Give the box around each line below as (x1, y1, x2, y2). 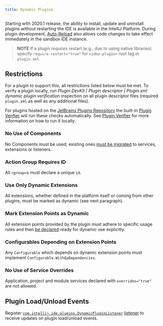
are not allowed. (5, 283, 37, 289)
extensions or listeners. (5, 146, 52, 152)
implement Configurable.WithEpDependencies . (5, 254, 96, 260)
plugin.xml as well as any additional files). (5, 98, 90, 104)
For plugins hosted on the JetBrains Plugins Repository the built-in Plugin (5, 108, 152, 113)
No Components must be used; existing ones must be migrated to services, (5, 141, 157, 147)
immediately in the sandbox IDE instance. (5, 36, 88, 42)
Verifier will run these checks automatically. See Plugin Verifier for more (5, 113, 149, 119)
